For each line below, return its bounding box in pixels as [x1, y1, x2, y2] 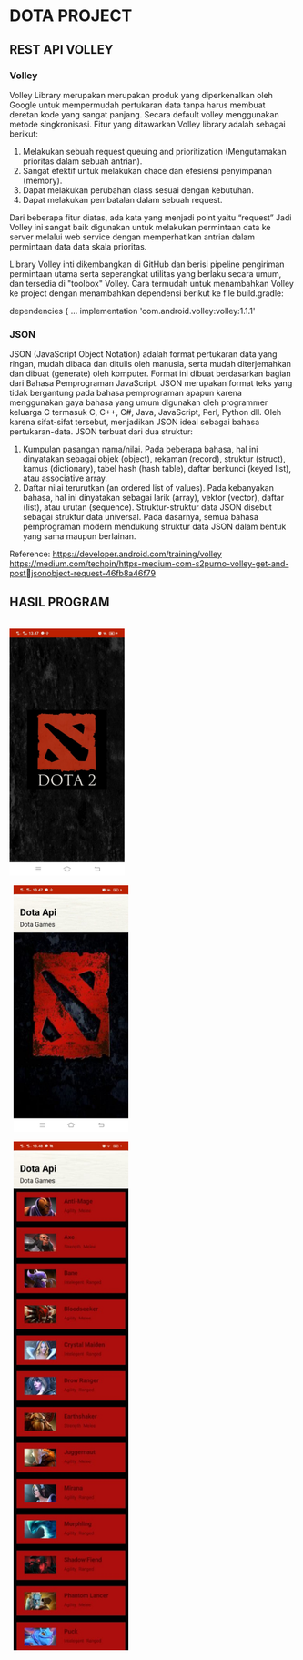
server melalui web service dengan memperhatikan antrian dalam [9, 231, 255, 242]
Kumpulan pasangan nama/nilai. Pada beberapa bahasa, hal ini [22, 443, 258, 455]
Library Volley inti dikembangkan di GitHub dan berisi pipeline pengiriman [9, 259, 285, 270]
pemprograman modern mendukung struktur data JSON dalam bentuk [22, 521, 287, 533]
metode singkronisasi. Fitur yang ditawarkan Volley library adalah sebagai [9, 118, 286, 129]
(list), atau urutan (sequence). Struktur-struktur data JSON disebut [22, 502, 272, 513]
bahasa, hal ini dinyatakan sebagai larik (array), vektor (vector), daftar [22, 493, 285, 504]
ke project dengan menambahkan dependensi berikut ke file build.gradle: [9, 288, 284, 299]
